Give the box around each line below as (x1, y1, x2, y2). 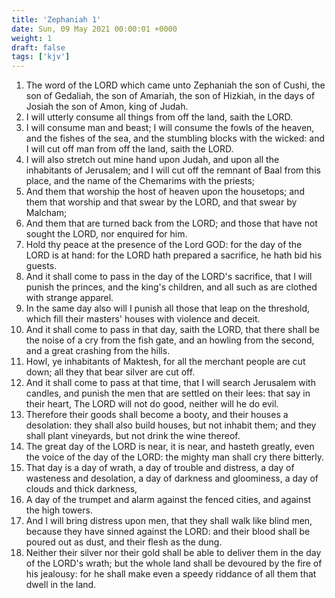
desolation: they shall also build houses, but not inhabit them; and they (25, 419, 317, 431)
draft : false (11, 42, 66, 53)
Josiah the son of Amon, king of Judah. (25, 101, 189, 113)
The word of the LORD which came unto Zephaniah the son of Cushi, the (25, 79, 326, 91)
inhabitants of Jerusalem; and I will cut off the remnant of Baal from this (25, 164, 321, 176)
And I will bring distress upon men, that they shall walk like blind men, (25, 515, 313, 527)
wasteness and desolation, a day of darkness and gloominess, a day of (25, 472, 319, 485)
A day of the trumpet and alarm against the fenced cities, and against (25, 494, 312, 506)
